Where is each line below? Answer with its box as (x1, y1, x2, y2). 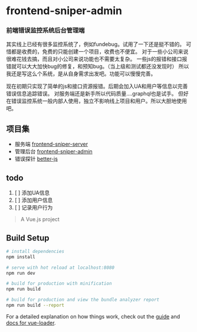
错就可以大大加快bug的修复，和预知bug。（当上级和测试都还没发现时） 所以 (6, 63, 189, 70)
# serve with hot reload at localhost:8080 (6, 264, 115, 271)
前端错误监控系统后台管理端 (6, 27, 85, 35)
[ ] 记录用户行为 (14, 204, 53, 211)
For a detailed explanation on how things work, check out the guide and (6, 313, 180, 320)
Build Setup (6, 233, 50, 243)
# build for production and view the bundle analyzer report (6, 297, 160, 303)
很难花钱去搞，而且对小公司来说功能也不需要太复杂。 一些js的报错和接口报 (6, 55, 188, 63)
